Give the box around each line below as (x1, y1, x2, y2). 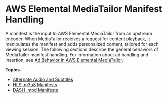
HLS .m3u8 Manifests (12, 81, 58, 88)
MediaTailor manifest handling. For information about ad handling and (5, 51, 149, 58)
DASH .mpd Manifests (12, 87, 59, 93)
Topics (5, 66, 20, 73)
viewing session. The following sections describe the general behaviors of (5, 46, 159, 52)
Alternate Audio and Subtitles (12, 76, 74, 82)
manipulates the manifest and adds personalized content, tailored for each (5, 41, 159, 47)
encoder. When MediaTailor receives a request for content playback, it (5, 36, 150, 42)
